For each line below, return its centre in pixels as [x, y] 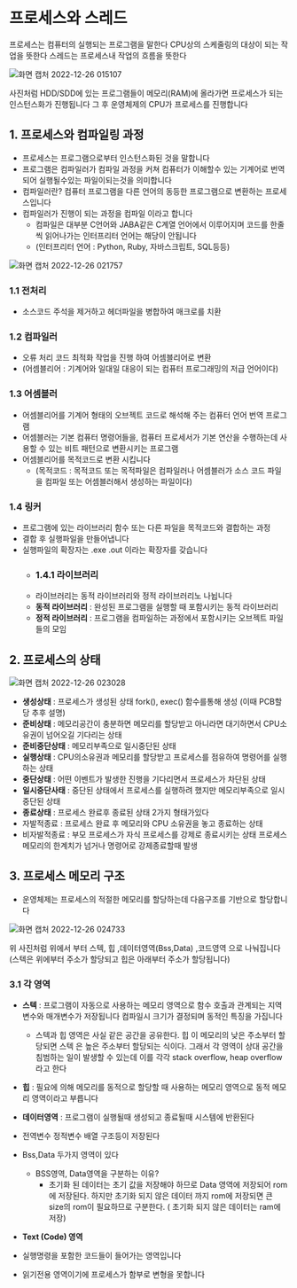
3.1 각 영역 [30, 984]
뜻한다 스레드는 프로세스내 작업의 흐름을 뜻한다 [106, 55]
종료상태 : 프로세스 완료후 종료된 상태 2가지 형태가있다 [116, 813]
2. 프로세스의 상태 [55, 660]
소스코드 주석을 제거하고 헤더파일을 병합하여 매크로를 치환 [121, 312]
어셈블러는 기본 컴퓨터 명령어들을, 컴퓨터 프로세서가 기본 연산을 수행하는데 [150, 437]
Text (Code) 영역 [52, 1237]
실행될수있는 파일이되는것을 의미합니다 [106, 180]
